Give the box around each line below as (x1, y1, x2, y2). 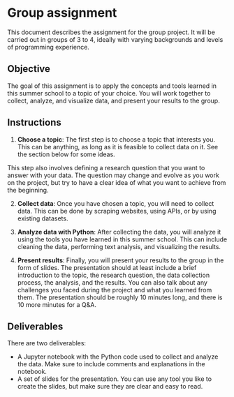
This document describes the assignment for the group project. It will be (7, 28, 215, 36)
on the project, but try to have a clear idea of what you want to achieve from (7, 178, 226, 186)
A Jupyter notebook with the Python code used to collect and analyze (17, 352, 219, 361)
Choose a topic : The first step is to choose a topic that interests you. (17, 135, 215, 144)
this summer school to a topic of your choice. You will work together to (7, 89, 211, 97)
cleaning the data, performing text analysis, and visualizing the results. (17, 242, 221, 250)
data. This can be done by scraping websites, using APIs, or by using (17, 207, 217, 215)
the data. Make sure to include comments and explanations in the (17, 360, 206, 368)
